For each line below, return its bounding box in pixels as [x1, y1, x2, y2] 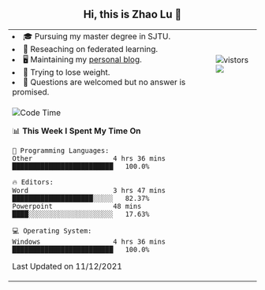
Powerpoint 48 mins [12, 202, 142, 210]
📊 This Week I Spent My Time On [12, 125, 141, 136]
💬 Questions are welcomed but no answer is [23, 76, 186, 87]
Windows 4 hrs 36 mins [12, 237, 166, 246]
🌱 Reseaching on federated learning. [23, 43, 159, 54]
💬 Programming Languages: [12, 146, 110, 154]
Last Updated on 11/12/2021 [12, 261, 122, 272]
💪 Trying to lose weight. [23, 66, 110, 77]
